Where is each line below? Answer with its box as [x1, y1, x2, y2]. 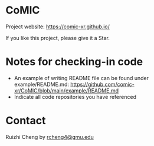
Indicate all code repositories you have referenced [14, 93, 137, 100]
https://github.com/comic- [70, 81, 135, 88]
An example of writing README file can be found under [14, 74, 149, 81]
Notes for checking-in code [5, 55, 143, 68]
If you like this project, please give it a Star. [5, 34, 110, 41]
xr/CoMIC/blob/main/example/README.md [14, 87, 119, 94]
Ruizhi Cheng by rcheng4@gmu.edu [5, 133, 94, 140]
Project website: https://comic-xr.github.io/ [5, 23, 110, 30]
